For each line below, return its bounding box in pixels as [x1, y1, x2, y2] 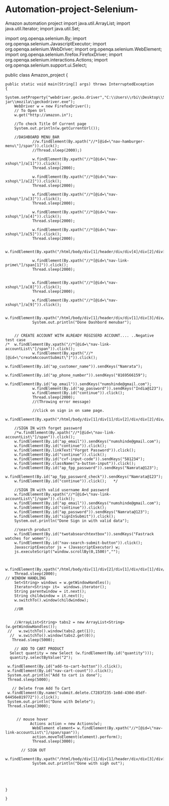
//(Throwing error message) [32, 399, 92, 404]
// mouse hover [16, 717, 49, 722]
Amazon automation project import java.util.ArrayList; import [5, 20, 130, 26]
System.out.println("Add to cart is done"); [7, 672, 102, 677]
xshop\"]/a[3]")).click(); [5, 196, 62, 201]
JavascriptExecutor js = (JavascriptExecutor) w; [14, 544, 121, 550]
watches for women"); [5, 536, 51, 541]
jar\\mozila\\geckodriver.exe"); [5, 99, 75, 104]
